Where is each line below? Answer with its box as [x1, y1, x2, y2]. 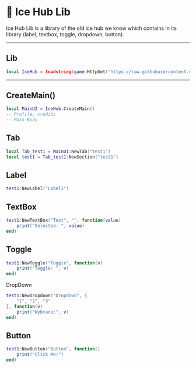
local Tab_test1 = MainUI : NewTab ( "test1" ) [6, 149, 111, 154]
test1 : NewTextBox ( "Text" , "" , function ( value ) [6, 218, 121, 223]
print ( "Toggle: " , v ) [16, 266, 69, 271]
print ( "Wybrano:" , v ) [16, 309, 69, 315]
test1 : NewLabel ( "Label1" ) [6, 185, 69, 192]
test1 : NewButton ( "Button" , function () [6, 346, 100, 352]
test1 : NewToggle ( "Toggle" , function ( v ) [6, 260, 103, 266]
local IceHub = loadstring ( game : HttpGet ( [6, 68, 108, 75]
